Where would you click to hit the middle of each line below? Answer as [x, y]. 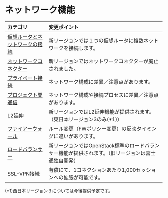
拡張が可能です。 [83, 177]
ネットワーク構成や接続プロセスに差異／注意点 [104, 95]
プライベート [23, 78]
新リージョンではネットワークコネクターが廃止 [104, 61]
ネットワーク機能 [40, 10]
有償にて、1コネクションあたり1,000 [92, 170]
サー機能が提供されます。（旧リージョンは [97, 153]
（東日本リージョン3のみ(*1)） [85, 119]
